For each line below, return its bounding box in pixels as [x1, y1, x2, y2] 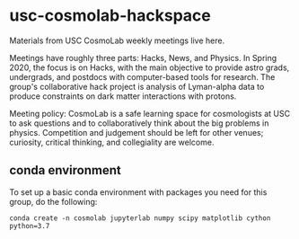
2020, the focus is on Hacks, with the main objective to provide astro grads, [9, 62, 290, 73]
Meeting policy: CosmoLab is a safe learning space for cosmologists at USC [9, 108, 290, 119]
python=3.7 [9, 221, 50, 230]
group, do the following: [9, 196, 98, 207]
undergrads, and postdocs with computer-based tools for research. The [9, 71, 276, 82]
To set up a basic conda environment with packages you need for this [9, 186, 268, 198]
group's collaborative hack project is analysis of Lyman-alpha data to [9, 81, 265, 92]
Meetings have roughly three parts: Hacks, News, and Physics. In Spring [9, 52, 277, 63]
